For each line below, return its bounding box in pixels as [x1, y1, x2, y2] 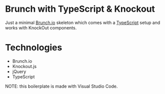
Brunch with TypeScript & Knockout [5, 3, 155, 15]
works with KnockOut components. [5, 24, 77, 30]
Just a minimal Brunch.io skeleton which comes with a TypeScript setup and [5, 20, 161, 25]
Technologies [5, 42, 63, 53]
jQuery [12, 69, 26, 74]
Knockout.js [12, 63, 37, 69]
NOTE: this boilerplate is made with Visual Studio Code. [5, 83, 118, 89]
